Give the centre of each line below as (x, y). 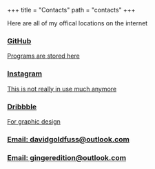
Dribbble (22, 106)
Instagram (25, 74)
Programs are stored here (44, 56)
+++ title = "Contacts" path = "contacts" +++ (71, 10)
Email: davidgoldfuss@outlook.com (68, 139)
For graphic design (34, 121)
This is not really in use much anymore (62, 89)
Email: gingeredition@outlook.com (66, 157)
